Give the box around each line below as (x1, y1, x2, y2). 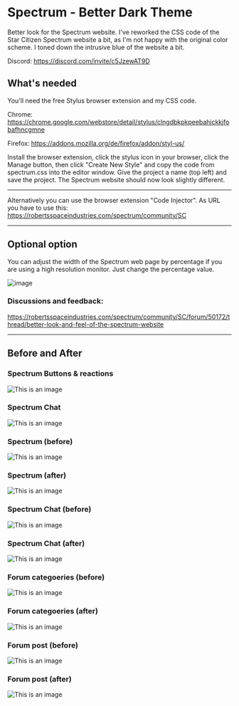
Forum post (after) (7, 674, 73, 684)
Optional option (7, 238, 78, 251)
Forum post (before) (7, 640, 78, 650)
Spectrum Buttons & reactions (7, 369, 114, 379)
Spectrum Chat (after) (7, 538, 85, 548)
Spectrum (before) (7, 436, 73, 446)
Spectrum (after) (7, 470, 66, 480)
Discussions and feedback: (7, 296, 104, 306)
